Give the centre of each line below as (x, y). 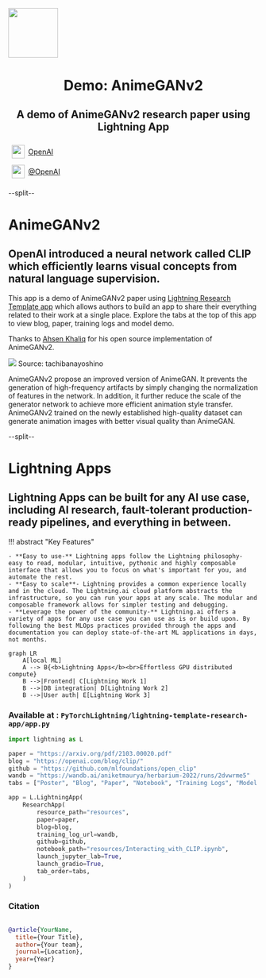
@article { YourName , (40, 930)
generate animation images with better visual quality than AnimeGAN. (122, 421)
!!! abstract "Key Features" (51, 541)
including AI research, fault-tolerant (99, 510)
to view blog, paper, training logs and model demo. (91, 323)
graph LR (23, 653)
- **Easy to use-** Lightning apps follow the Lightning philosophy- (126, 556)
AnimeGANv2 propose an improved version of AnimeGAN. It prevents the (128, 379)
